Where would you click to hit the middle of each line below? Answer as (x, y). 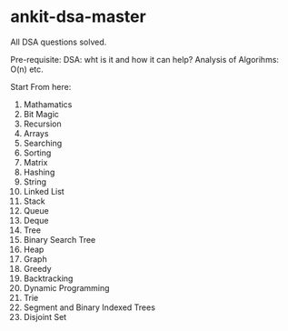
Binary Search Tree (60, 239)
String (35, 181)
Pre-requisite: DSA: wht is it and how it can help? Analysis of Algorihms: (145, 59)
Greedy (38, 268)
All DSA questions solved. (59, 42)
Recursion (42, 124)
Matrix (35, 162)
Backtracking (48, 278)
